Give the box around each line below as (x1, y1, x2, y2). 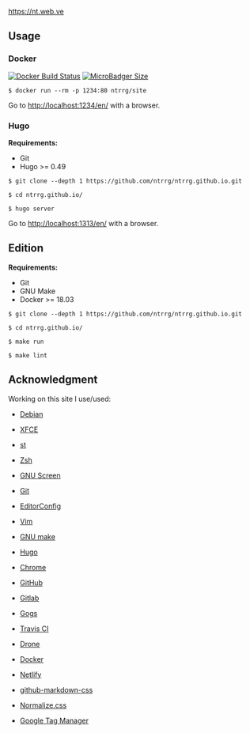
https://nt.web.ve (8, 7, 65, 16)
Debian (19, 409, 44, 418)
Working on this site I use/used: (8, 394, 112, 403)
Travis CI (19, 624, 49, 633)
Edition (8, 241, 44, 255)
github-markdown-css (19, 685, 93, 694)
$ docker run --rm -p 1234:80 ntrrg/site (8, 86, 147, 94)
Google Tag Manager (19, 716, 89, 725)
